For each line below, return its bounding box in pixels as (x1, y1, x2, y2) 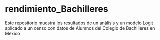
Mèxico (5, 30, 20, 36)
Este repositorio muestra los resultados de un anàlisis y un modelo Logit (5, 20, 153, 26)
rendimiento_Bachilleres (5, 3, 108, 15)
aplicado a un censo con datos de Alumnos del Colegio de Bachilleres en (5, 25, 155, 31)
